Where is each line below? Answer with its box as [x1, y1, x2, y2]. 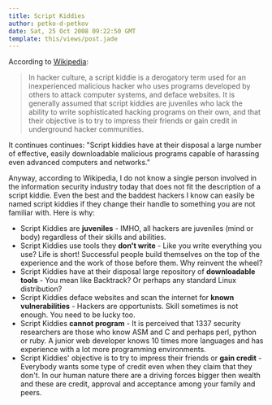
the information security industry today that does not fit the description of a [8, 182, 261, 192]
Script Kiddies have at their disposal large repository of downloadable [19, 267, 256, 277]
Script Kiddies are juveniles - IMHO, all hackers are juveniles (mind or [19, 224, 254, 233]
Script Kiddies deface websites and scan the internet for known [19, 293, 235, 303]
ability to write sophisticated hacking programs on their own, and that [28, 107, 261, 117]
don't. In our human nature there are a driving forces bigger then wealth [19, 371, 261, 381]
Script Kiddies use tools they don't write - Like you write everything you [19, 241, 262, 250]
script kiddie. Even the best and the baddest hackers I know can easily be [8, 190, 255, 200]
